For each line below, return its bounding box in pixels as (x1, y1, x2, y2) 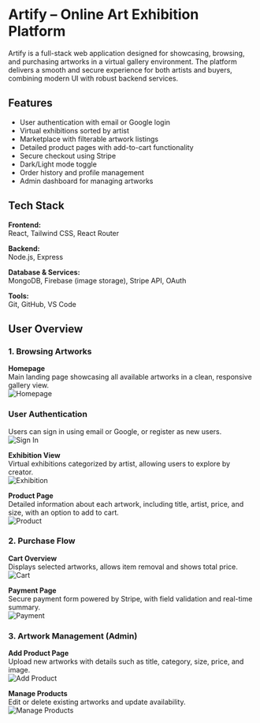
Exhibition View (8, 450, 61, 459)
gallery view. (8, 380, 50, 390)
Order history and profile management (19, 167, 144, 177)
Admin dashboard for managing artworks (19, 176, 154, 185)
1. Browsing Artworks (8, 346, 92, 357)
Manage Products (8, 689, 69, 699)
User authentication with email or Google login (19, 117, 171, 127)
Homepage (8, 364, 46, 373)
